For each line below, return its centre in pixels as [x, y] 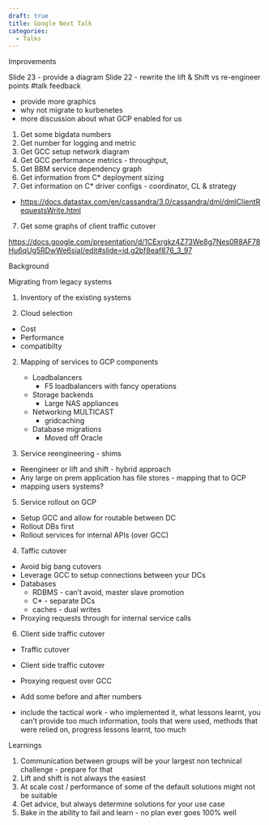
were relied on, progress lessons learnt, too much [103, 729]
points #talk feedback [45, 86]
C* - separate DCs [64, 601]
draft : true [28, 16]
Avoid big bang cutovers [61, 566]
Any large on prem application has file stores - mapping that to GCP [133, 478]
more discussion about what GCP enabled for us [101, 119]
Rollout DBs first [47, 527]
